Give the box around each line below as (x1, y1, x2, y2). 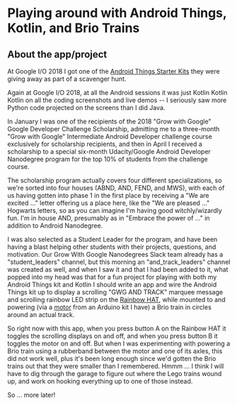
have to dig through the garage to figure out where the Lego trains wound (7, 370, 222, 377)
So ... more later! (7, 391, 56, 399)
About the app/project (7, 48, 108, 60)
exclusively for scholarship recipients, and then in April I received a (7, 140, 203, 148)
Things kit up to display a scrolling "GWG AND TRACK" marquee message (7, 288, 224, 296)
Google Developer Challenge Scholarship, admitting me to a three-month (7, 125, 220, 133)
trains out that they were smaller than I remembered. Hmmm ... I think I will (7, 362, 224, 370)
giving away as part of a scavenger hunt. (7, 74, 127, 83)
